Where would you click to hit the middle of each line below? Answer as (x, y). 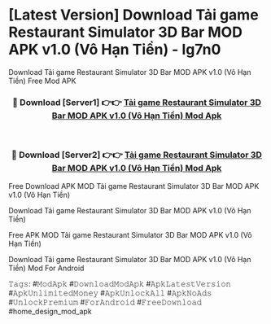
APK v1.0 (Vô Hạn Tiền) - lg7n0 (115, 50)
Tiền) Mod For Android (46, 268)
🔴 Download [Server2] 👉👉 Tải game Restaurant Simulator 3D (137, 155)
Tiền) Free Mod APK (42, 81)
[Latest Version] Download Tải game (133, 15)
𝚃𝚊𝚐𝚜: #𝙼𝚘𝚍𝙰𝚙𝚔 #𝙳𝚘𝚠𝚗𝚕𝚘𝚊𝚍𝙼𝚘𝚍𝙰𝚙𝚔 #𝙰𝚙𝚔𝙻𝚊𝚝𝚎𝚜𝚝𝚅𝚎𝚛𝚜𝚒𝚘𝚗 (120, 283)
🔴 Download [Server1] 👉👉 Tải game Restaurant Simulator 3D (137, 102)
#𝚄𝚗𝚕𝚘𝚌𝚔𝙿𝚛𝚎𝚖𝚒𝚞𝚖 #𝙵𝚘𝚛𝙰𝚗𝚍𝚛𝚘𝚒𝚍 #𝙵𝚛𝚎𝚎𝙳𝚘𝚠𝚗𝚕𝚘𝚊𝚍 (105, 302)
